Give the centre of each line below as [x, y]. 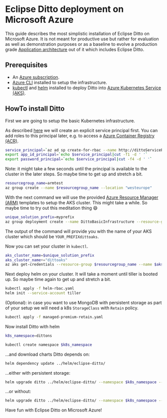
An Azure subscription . [36, 77]
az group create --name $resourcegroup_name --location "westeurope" [79, 188]
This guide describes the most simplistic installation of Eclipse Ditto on [78, 33]
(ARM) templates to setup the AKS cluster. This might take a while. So [76, 202]
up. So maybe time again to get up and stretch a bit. [58, 279]
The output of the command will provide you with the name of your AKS [79, 231]
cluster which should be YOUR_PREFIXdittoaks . [52, 236]
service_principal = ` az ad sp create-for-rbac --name [61, 150]
